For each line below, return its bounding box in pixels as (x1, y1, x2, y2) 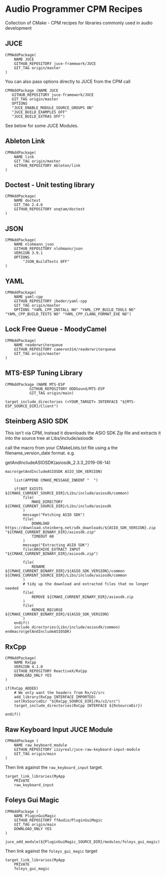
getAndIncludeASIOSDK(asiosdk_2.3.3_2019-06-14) (5, 459, 111, 465)
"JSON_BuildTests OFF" (23, 259, 70, 264)
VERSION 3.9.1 (14, 250, 43, 255)
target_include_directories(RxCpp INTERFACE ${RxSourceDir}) (14, 703, 142, 709)
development (5, 25, 32, 31)
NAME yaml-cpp (14, 294, 43, 299)
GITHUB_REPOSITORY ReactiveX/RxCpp (14, 668, 87, 674)
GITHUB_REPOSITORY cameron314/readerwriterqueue (14, 347, 116, 352)
